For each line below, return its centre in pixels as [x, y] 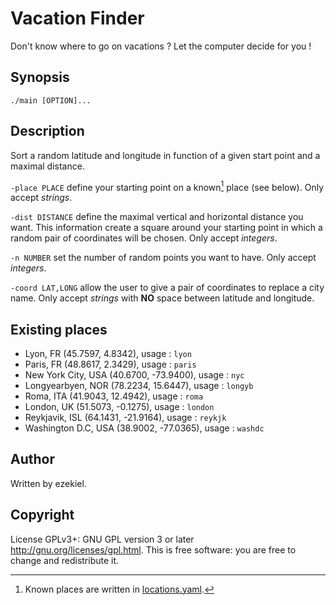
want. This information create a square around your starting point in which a [166, 228]
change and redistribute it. [65, 560]
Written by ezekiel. [48, 483]
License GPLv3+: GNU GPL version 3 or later [102, 539]
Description [47, 131]
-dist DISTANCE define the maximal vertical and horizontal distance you [157, 217]
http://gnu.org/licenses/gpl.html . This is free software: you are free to [153, 549]
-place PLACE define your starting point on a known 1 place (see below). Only [167, 186]
